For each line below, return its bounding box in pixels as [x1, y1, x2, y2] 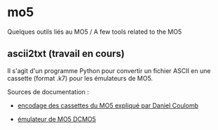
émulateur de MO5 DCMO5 [17, 115, 97, 123]
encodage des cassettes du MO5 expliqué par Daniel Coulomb [17, 101, 198, 110]
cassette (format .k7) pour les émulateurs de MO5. [7, 74, 153, 82]
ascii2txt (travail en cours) [7, 48, 125, 60]
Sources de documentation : [7, 87, 89, 96]
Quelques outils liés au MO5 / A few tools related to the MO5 [7, 27, 182, 36]
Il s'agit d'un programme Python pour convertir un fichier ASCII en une [7, 66, 211, 74]
